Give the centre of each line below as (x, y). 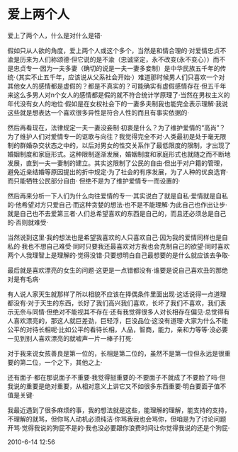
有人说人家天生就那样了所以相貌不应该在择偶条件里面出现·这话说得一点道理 (117, 294)
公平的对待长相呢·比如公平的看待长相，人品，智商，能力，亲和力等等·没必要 (118, 329)
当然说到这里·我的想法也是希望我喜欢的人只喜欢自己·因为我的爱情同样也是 (115, 237)
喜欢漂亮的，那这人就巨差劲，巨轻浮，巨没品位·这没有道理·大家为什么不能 (121, 320)
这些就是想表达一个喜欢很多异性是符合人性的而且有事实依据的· (98, 112)
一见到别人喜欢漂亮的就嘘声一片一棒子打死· (70, 338)
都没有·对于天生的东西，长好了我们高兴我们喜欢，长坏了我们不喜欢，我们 (114, 303)
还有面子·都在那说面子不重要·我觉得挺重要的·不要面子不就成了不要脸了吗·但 (117, 377)
